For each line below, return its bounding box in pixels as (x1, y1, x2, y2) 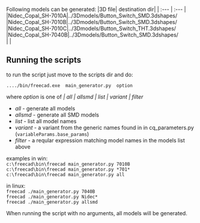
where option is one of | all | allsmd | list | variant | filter (6, 93, 144, 100)
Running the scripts (6, 55, 82, 66)
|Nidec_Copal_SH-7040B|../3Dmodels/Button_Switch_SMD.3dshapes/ (6, 31, 179, 38)
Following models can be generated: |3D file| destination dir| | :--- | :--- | (6, 6, 186, 13)
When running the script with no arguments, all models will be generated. (6, 209, 187, 216)
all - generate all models (14, 105, 76, 112)
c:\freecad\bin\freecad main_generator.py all (6, 171, 125, 177)
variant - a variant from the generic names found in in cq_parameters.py (14, 124, 194, 131)
